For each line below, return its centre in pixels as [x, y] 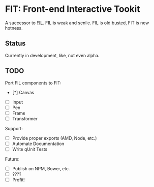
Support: [14, 128]
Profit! [18, 180]
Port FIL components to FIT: [33, 83]
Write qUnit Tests [30, 149]
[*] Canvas [23, 92]
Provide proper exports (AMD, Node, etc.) [54, 138]
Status [15, 44]
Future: [12, 159]
